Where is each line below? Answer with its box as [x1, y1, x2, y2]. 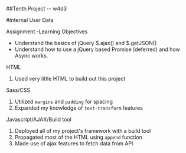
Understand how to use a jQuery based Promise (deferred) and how [14, 46, 180, 53]
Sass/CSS [6, 87, 31, 94]
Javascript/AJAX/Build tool [6, 116, 72, 123]
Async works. [14, 52, 48, 59]
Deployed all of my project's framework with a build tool [14, 128, 151, 134]
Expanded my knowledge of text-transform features [14, 104, 143, 111]
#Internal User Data [6, 17, 54, 23]
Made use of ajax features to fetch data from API [14, 140, 133, 147]
